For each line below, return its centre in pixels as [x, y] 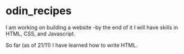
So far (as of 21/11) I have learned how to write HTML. [72, 45]
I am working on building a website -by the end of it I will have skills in [92, 27]
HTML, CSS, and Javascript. [40, 33]
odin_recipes [39, 11]
